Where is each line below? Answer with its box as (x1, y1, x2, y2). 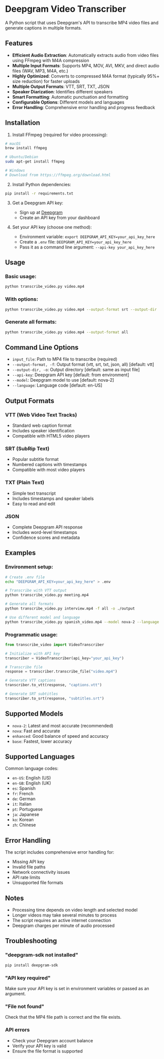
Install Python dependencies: (12, 181, 71, 187)
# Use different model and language (5, 615, 80, 620)
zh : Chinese (12, 822, 36, 828)
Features (5, 39, 33, 48)
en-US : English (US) (12, 775, 51, 781)
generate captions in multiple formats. (5, 25, 82, 30)
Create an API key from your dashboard (19, 215, 100, 221)
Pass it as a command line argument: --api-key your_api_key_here (19, 244, 155, 250)
